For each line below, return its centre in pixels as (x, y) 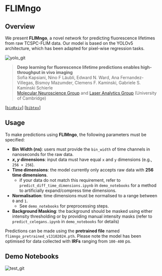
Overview (20, 26)
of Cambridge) (32, 98)
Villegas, (25, 83)
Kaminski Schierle (35, 88)
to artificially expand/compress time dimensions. (68, 190)
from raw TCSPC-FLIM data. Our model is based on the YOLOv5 (69, 43)
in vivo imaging (57, 72)
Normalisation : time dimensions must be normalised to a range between (85, 195)
